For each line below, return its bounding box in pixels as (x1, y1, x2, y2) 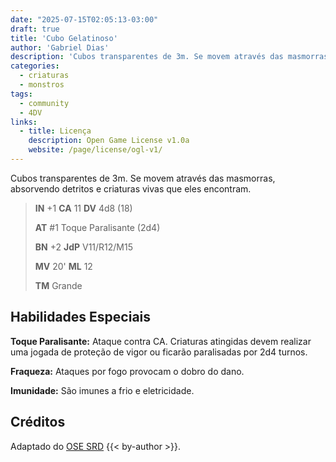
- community (19, 98, 70, 108)
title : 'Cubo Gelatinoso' (10, 33, 118, 43)
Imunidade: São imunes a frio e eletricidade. (10, 384, 195, 396)
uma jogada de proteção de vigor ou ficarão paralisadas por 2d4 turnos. (10, 346, 308, 358)
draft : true (10, 24, 60, 34)
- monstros (19, 80, 65, 90)
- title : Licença (19, 126, 92, 136)
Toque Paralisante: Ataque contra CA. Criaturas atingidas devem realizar (10, 335, 312, 347)
